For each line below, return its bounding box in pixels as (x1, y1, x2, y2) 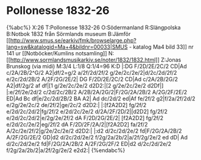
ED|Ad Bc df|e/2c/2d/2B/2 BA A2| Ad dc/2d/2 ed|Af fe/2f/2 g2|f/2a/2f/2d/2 (6, 95, 196, 102)
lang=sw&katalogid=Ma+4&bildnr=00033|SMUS (6, 43, 128, 50)
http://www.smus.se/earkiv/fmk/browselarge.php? (10, 37, 137, 44)
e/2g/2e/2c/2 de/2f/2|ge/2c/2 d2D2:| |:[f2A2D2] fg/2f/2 (6, 101, 147, 108)
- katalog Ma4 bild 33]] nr (129, 43, 194, 50)
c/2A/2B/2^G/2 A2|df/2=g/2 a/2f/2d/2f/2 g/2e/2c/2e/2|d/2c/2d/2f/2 (6, 69, 177, 76)
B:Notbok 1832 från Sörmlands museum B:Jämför (6, 30, 131, 37)
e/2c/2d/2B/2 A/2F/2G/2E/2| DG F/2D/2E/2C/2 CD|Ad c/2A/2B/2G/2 (6, 75, 178, 83)
